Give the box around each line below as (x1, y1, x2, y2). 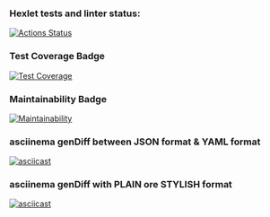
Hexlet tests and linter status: (9, 7, 141, 20)
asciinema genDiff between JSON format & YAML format (9, 135, 261, 148)
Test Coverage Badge (9, 50, 106, 63)
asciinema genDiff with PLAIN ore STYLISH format (9, 178, 233, 191)
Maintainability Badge (9, 92, 108, 105)
